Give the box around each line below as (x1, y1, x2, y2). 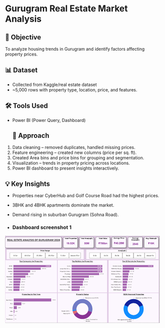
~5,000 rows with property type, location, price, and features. (12, 87, 137, 92)
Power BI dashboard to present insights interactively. (12, 165, 119, 171)
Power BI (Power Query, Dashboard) (12, 117, 86, 123)
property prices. (5, 51, 38, 57)
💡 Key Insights (5, 179, 50, 188)
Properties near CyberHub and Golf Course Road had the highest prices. (12, 193, 160, 199)
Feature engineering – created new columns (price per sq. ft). (12, 149, 137, 155)
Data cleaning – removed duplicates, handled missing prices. (12, 145, 136, 150)
